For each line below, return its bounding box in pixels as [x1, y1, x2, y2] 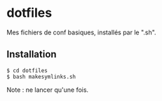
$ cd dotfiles [6, 67, 48, 74]
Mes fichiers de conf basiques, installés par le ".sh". [6, 28, 156, 36]
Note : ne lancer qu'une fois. [6, 86, 89, 94]
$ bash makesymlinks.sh [6, 73, 76, 80]
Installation [6, 48, 57, 60]
